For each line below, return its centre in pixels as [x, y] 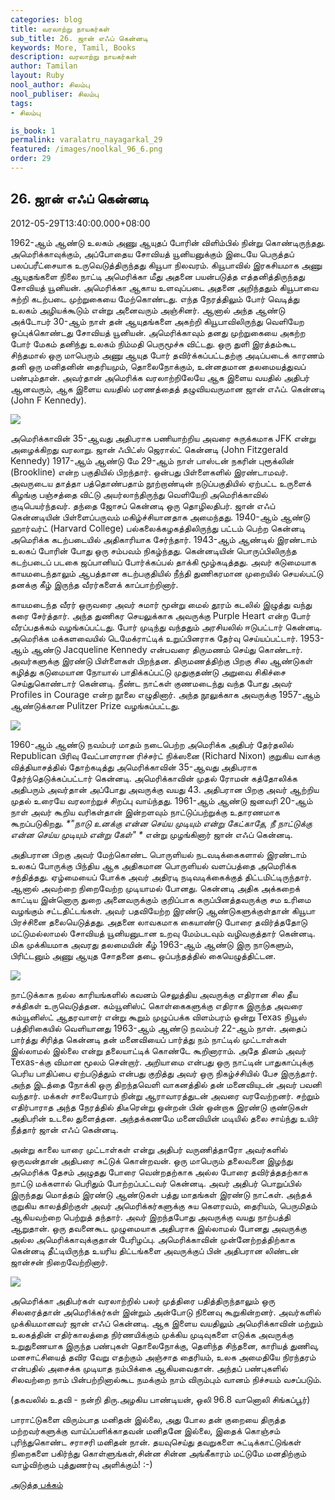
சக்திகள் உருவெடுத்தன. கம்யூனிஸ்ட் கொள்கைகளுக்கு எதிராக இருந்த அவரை [156, 1005]
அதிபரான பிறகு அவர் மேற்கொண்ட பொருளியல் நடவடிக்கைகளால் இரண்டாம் [158, 854]
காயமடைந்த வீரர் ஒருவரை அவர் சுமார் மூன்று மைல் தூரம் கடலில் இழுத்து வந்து [161, 604]
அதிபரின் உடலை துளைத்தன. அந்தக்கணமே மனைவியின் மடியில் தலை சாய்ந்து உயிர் [164, 1118]
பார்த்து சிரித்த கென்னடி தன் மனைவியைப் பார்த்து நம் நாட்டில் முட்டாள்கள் [148, 1039]
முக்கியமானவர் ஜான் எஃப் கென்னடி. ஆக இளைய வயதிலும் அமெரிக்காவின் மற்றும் [166, 1323]
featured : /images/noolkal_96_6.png [86, 149]
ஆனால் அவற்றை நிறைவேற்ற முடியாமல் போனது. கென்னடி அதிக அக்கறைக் [155, 888]
